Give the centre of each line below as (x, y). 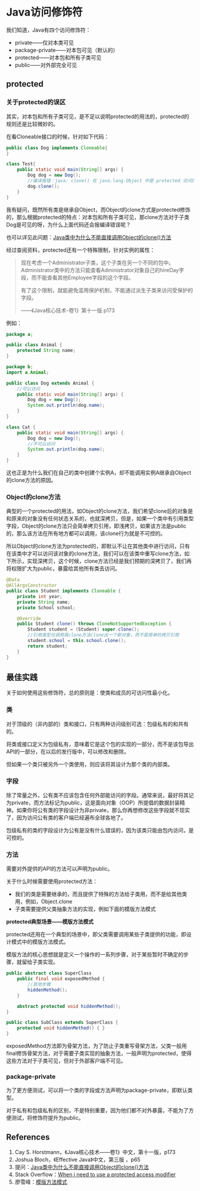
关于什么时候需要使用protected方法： (52, 881)
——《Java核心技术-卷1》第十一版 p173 (68, 310)
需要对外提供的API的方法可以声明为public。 (60, 869)
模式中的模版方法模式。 (40, 942)
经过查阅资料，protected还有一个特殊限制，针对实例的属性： (81, 250)
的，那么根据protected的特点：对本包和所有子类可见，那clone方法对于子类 (98, 217)
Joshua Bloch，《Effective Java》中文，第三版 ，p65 (78, 1160)
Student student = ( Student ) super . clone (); (84, 630)
